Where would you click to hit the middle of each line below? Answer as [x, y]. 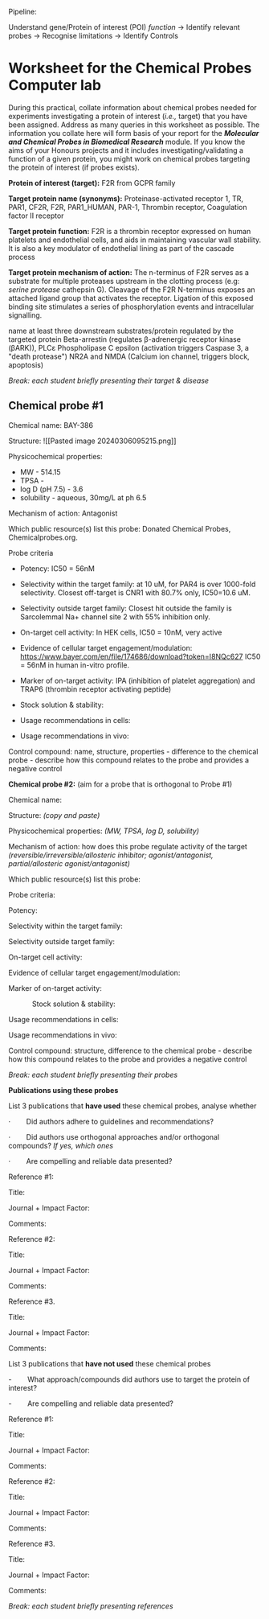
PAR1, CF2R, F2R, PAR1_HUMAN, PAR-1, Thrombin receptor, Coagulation [128, 207]
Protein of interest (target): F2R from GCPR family [92, 183]
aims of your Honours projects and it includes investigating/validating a [126, 150]
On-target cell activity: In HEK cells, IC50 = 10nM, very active [121, 632]
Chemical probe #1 [56, 406]
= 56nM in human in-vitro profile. [75, 665]
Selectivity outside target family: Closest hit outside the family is [126, 608]
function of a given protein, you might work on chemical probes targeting [129, 158]
